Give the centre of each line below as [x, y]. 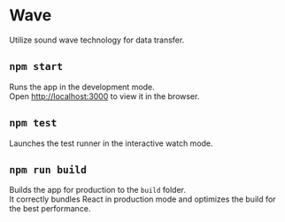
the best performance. [50, 209]
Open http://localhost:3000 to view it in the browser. [104, 96]
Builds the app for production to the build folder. [98, 190]
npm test [33, 123]
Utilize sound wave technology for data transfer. [97, 40]
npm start [36, 67]
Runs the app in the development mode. [82, 87]
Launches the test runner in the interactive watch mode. [112, 143]
